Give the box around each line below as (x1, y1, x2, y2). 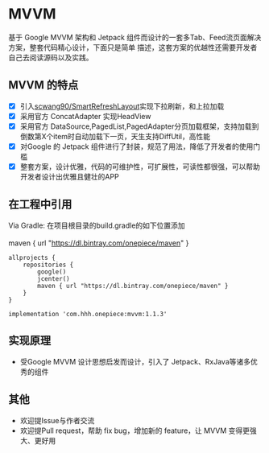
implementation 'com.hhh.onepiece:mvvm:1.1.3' (8, 310, 168, 318)
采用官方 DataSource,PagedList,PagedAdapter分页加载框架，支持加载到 (19, 121, 259, 131)
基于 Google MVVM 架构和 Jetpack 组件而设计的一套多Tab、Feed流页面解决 (8, 32, 262, 42)
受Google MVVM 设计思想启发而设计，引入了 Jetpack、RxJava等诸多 (19, 356, 251, 366)
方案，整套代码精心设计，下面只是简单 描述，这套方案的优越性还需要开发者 (8, 42, 258, 52)
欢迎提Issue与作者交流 (19, 415, 95, 425)
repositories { (23, 261, 74, 269)
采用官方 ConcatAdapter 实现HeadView (19, 111, 151, 121)
